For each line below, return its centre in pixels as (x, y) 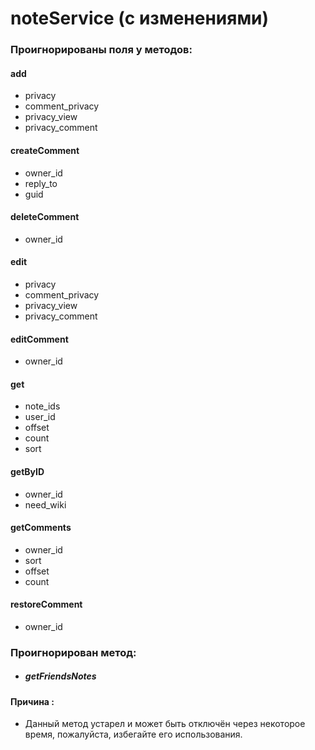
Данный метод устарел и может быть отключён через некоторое (165, 724)
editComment (39, 339)
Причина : (32, 701)
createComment (45, 150)
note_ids (42, 406)
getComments (41, 528)
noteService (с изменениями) (140, 18)
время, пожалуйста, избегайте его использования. (133, 734)
